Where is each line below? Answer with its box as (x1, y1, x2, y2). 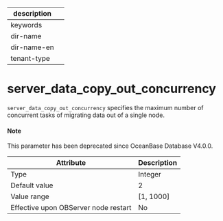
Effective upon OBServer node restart (10, 203, 132, 213)
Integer (138, 170, 161, 179)
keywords (10, 21, 43, 29)
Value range (10, 192, 49, 201)
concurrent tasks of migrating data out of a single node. (7, 111, 165, 119)
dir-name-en (10, 42, 55, 52)
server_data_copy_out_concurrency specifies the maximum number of (7, 103, 204, 112)
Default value (10, 181, 54, 190)
